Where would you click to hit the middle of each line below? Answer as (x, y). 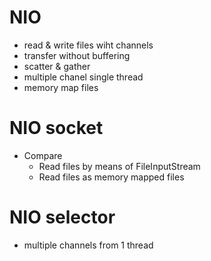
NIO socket (56, 128)
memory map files (61, 87)
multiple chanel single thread (83, 77)
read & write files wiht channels (88, 45)
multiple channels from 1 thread (88, 245)
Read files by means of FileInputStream (119, 166)
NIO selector (62, 217)
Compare (43, 155)
